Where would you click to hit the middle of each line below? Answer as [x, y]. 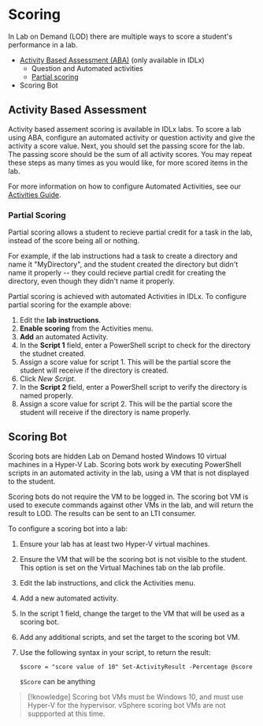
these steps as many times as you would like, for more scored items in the [128, 163]
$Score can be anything [57, 681]
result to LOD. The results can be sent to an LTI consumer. [102, 513]
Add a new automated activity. [69, 598]
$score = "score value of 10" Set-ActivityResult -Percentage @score [136, 667]
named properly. [46, 395]
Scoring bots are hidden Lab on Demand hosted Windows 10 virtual [117, 456]
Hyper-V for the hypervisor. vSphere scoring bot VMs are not [126, 705]
